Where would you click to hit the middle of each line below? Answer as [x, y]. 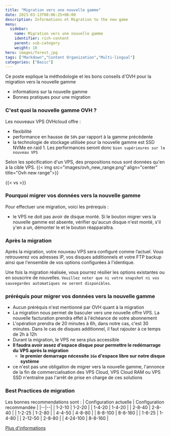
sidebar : [19, 29]
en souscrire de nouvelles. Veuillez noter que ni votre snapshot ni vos [82, 278]
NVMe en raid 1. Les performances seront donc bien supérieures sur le [89, 148]
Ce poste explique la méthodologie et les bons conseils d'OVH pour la [78, 76]
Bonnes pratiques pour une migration [52, 97]
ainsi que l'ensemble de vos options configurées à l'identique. [70, 263]
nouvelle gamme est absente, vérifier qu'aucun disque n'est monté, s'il [87, 222]
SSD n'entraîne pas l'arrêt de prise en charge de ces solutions [77, 377]
